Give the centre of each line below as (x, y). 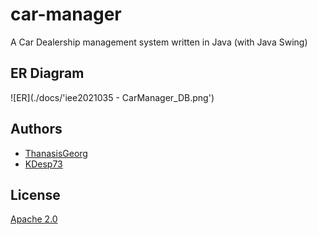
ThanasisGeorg (56, 153)
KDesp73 (43, 164)
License (35, 194)
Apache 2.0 (34, 219)
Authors (36, 129)
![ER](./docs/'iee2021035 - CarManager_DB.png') (112, 97)
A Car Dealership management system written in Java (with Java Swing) (159, 42)
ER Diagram (47, 73)
